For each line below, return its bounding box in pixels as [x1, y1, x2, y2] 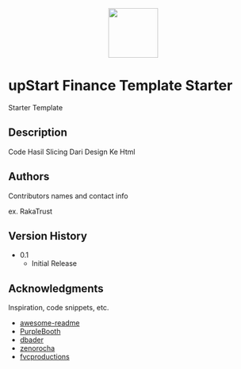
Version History [8, 229, 87, 243]
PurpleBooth [19, 327, 61, 336]
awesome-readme [19, 318, 80, 328]
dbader [19, 335, 44, 344]
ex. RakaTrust [8, 206, 53, 216]
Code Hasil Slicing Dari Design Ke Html [8, 147, 136, 156]
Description [8, 126, 67, 140]
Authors [8, 170, 50, 183]
